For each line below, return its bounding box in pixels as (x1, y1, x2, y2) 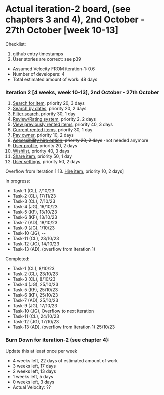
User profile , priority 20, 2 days (12, 143, 78, 149)
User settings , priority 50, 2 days (12, 159, 81, 165)
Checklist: (5, 41, 26, 47)
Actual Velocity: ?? (12, 384, 51, 390)
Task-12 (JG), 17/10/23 (12, 319, 59, 325)
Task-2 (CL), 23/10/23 (12, 271, 58, 277)
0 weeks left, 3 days (12, 379, 54, 385)
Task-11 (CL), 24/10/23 (12, 313, 59, 319)
